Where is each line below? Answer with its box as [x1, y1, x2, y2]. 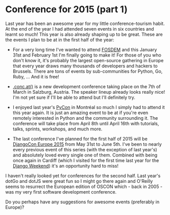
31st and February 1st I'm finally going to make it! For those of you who [12, 52, 162, 58]
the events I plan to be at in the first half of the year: [5, 37, 114, 43]
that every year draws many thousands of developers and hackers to [12, 63, 158, 69]
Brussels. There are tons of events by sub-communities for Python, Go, [12, 68, 163, 74]
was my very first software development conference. [5, 189, 117, 195]
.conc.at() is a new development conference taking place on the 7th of [12, 83, 161, 90]
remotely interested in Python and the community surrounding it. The [12, 115, 158, 121]
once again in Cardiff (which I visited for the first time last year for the [12, 157, 159, 164]
